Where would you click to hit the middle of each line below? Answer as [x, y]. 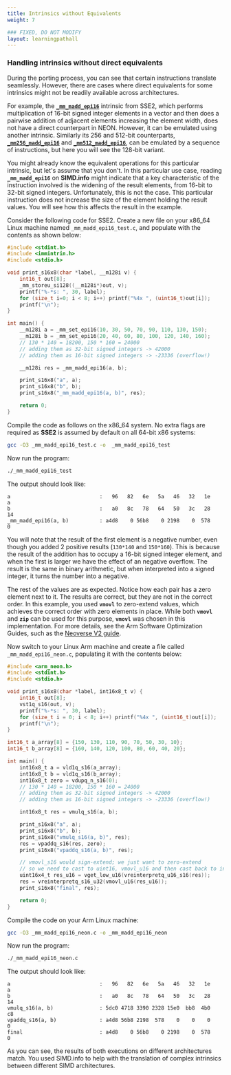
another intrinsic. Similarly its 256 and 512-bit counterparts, [91, 135]
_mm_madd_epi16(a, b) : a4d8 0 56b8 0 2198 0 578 [109, 520]
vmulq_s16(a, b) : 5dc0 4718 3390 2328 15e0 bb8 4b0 [109, 1008]
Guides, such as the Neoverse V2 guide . [64, 633]
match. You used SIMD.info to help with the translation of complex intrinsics [114, 1058]
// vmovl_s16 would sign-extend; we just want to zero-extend [110, 862]
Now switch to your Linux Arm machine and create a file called [96, 646]
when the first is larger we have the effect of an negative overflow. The [107, 561]
